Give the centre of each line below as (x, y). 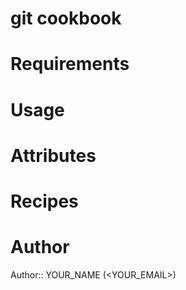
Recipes (44, 201)
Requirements (70, 64)
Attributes (53, 155)
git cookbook (66, 18)
